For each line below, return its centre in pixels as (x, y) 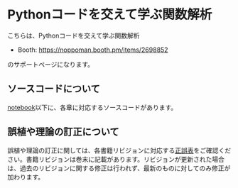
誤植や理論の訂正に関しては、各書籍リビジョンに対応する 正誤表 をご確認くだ (119, 150)
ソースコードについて (54, 89)
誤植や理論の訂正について (63, 132)
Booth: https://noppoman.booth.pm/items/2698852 (93, 50)
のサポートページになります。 (51, 64)
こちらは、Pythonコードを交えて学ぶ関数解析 (74, 35)
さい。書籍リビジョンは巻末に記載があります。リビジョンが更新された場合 (116, 159)
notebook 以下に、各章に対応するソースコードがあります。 (92, 107)
